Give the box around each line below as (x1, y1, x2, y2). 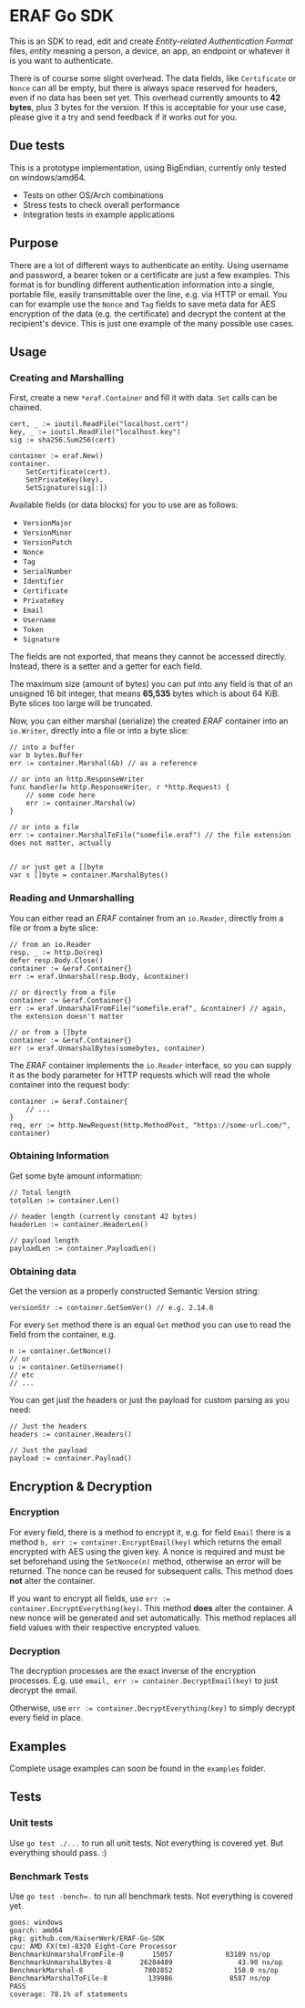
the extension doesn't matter (9, 1012, 125, 1021)
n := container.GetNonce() (9, 1347, 112, 1356)
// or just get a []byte (9, 863, 104, 872)
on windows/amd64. (9, 172, 86, 182)
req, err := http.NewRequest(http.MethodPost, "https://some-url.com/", (9, 1120, 291, 1129)
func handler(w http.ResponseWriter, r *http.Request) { (9, 783, 230, 792)
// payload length (9, 1235, 79, 1245)
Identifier (22, 577, 65, 587)
